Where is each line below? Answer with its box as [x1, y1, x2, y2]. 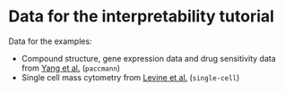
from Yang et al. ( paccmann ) [21, 63, 121, 73]
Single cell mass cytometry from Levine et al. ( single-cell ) [21, 71, 240, 82]
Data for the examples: [8, 36, 92, 46]
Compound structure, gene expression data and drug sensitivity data [21, 53, 277, 63]
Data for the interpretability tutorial [8, 6, 275, 27]
